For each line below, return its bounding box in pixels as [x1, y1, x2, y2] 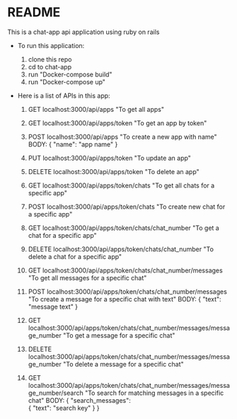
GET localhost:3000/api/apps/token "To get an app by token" [28, 118, 207, 127]
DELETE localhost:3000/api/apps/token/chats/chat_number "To [28, 245, 214, 253]
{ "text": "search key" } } [28, 403, 100, 412]
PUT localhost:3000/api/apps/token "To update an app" [28, 154, 191, 162]
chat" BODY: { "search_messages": [28, 396, 131, 404]
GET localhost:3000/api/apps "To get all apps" [28, 105, 165, 113]
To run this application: [17, 41, 85, 50]
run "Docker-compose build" [28, 70, 112, 79]
